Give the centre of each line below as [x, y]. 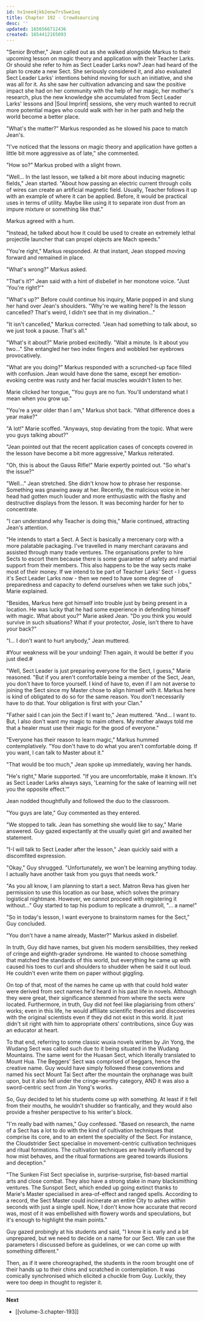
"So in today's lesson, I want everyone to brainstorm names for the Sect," [98, 917]
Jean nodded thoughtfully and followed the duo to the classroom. [88, 801]
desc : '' [17, 23]
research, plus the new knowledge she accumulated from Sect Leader [94, 97]
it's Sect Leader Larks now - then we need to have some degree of [90, 578]
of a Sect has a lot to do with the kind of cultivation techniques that [90, 1130]
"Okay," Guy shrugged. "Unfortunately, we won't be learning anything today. [102, 868]
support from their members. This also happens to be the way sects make [99, 565]
